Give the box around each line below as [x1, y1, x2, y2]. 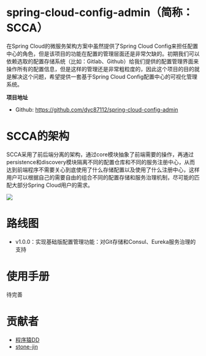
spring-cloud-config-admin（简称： [6, 6, 194, 20]
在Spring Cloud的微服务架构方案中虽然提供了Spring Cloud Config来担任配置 [6, 42, 199, 50]
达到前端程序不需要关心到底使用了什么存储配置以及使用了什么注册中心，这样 [6, 166, 200, 173]
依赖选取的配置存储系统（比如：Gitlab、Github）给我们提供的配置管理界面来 [6, 58, 199, 65]
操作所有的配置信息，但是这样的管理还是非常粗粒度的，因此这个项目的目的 [6, 65, 194, 72]
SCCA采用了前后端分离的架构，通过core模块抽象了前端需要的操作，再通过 [6, 151, 194, 158]
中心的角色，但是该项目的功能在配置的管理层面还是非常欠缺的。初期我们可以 [6, 50, 200, 57]
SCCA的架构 [6, 129, 69, 143]
